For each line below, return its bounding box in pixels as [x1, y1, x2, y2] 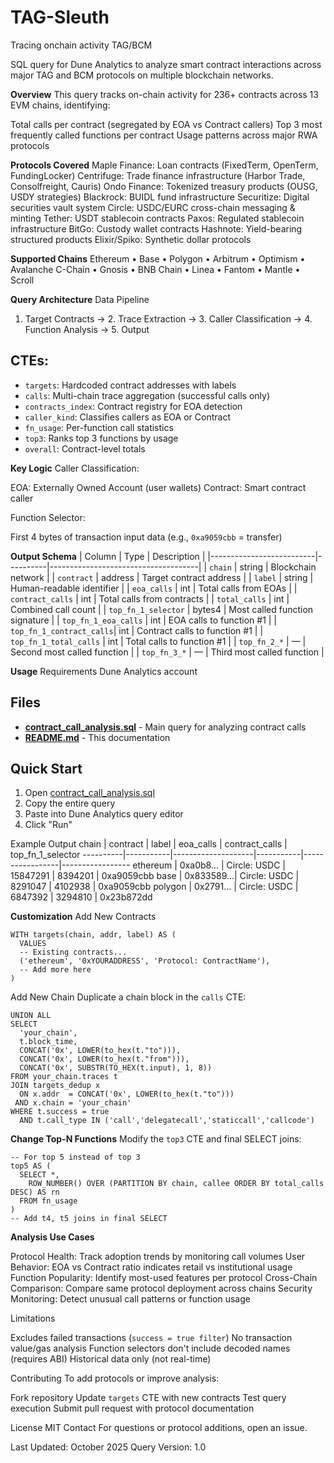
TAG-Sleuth [10, 6, 110, 29]
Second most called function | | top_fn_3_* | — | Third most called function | [10, 646, 325, 658]
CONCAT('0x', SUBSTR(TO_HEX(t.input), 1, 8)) [19, 1063, 213, 1073]
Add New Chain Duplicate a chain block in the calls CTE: [10, 991, 247, 1003]
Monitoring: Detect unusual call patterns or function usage [10, 1293, 251, 1305]
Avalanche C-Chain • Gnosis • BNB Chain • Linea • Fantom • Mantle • [10, 263, 301, 275]
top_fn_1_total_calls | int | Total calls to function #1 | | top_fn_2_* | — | [10, 635, 307, 647]
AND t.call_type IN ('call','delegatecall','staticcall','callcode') [19, 1116, 315, 1126]
